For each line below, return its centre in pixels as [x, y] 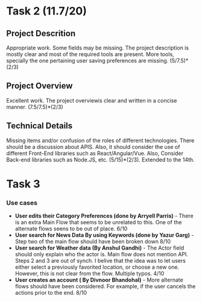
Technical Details [39, 126]
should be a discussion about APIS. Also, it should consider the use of [93, 146]
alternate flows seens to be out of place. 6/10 [71, 229]
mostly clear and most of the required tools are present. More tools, [90, 54]
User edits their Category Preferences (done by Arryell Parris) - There [104, 216]
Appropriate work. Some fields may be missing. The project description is [97, 48]
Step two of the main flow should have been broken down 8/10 [93, 242]
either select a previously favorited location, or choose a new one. [97, 267]
